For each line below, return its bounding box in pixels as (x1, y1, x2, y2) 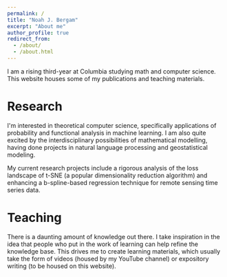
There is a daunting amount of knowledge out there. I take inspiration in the (7, 232, 220, 241)
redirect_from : (7, 36, 51, 43)
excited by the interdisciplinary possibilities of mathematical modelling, (7, 135, 208, 144)
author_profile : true (7, 29, 69, 36)
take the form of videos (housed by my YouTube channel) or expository (7, 254, 209, 263)
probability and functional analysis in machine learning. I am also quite (7, 129, 206, 137)
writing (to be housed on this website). (7, 262, 117, 270)
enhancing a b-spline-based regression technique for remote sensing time (7, 178, 218, 186)
